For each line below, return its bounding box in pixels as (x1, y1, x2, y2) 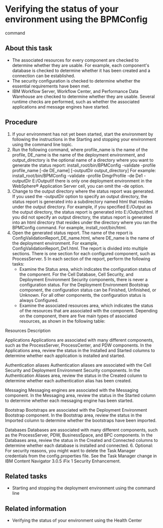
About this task (5, 44, 53, 52)
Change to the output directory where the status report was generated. (12, 188, 155, 194)
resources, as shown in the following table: (19, 318, 106, 324)
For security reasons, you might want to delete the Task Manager (5, 447, 136, 453)
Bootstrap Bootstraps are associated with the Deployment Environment (5, 407, 147, 413)
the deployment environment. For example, (12, 240, 99, 246)
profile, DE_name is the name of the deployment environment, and (12, 152, 145, 157)
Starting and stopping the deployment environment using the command (12, 485, 156, 491)
